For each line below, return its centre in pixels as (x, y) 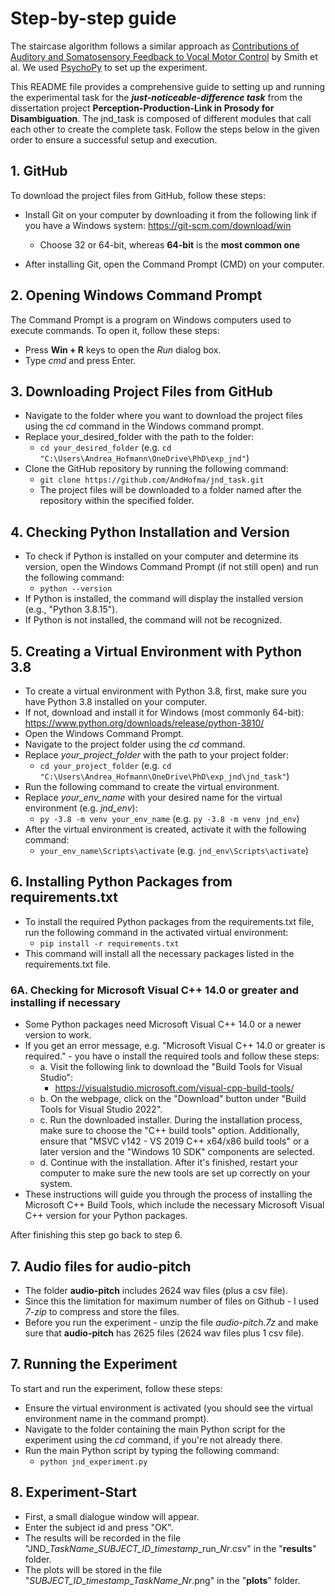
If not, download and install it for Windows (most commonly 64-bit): (164, 712)
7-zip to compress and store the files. (102, 1311)
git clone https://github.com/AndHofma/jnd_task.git (152, 480)
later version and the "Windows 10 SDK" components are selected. (177, 1152)
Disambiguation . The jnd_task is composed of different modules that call (161, 118)
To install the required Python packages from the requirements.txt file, (169, 921)
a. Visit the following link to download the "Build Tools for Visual (171, 1067)
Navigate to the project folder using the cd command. (135, 744)
